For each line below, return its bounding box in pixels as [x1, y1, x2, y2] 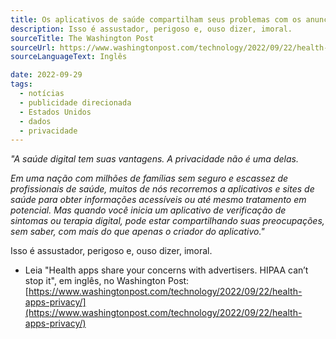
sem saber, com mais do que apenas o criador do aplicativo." [10, 226, 265, 238]
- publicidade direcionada [19, 97, 132, 108]
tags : [10, 79, 33, 90]
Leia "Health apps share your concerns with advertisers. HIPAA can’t [24, 264, 309, 276]
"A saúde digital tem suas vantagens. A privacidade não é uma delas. [10, 153, 299, 165]
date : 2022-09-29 [10, 70, 83, 80]
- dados [19, 116, 52, 126]
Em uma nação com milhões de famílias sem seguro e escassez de [10, 172, 289, 185]
